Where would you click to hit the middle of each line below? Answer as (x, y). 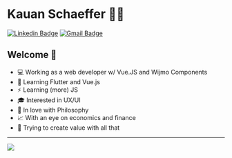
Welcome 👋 (32, 55)
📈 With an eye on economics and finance (77, 117)
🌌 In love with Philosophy (53, 110)
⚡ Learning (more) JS (47, 90)
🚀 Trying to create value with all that (68, 128)
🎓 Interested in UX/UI (49, 100)
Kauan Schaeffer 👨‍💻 (66, 14)
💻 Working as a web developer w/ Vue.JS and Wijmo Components (112, 72)
